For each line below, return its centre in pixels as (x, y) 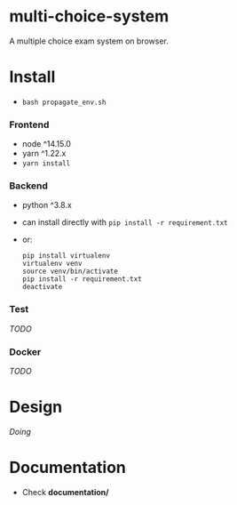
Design (36, 407)
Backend (29, 186)
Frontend (29, 124)
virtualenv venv (52, 264)
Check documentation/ (65, 492)
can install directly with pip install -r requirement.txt (125, 222)
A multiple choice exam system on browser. (89, 41)
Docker (25, 351)
